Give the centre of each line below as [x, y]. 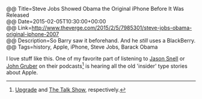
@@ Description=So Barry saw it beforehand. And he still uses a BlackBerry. [101, 40]
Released [18, 15]
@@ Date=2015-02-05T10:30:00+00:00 [56, 21]
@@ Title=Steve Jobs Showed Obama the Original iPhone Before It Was [95, 9]
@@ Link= [19, 28]
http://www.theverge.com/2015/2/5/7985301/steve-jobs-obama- [112, 28]
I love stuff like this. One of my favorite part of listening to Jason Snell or [96, 58]
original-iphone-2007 [33, 34]
